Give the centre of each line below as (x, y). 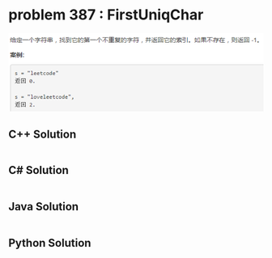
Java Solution (44, 207)
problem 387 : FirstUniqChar (106, 15)
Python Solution (50, 243)
